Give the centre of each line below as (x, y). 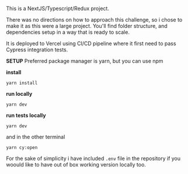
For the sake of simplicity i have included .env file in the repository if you (93, 158)
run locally (19, 94)
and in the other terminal (36, 137)
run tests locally (26, 115)
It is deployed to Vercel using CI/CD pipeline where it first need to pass (91, 43)
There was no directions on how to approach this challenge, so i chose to (94, 20)
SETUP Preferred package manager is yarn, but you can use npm (85, 61)
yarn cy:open (22, 148)
